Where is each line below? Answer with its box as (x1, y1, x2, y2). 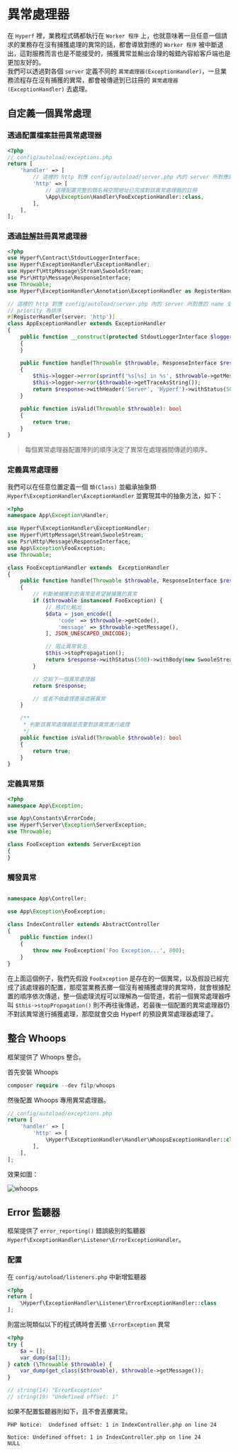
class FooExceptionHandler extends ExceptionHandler (7, 564, 170, 571)
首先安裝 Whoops (7, 1067, 59, 1076)
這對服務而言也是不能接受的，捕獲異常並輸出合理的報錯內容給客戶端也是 (19, 49, 231, 58)
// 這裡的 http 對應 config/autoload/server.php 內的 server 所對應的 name (7, 300, 225, 308)
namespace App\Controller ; (7, 895, 87, 902)
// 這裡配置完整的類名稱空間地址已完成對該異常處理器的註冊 (45, 186, 198, 194)
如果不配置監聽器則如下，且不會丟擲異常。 (7, 1407, 132, 1415)
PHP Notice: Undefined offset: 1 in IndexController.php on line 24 (7, 1421, 217, 1428)
